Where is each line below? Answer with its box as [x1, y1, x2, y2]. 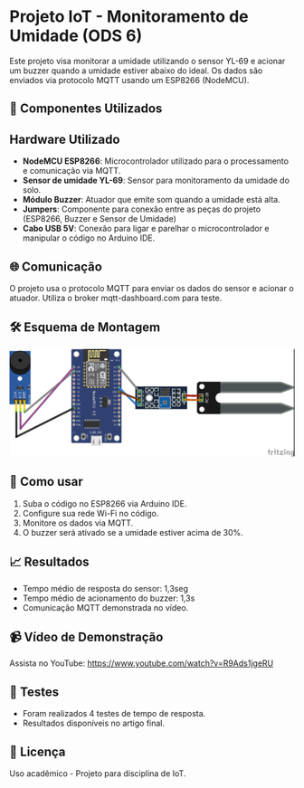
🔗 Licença [9, 744, 66, 759]
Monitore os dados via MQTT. [22, 517, 134, 528]
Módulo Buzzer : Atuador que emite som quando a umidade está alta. [22, 195, 280, 205]
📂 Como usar [9, 474, 83, 489]
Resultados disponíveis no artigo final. [22, 717, 166, 729]
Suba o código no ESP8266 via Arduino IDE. [22, 498, 187, 508]
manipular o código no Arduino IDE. [22, 233, 156, 243]
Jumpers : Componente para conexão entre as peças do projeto [22, 204, 261, 214]
